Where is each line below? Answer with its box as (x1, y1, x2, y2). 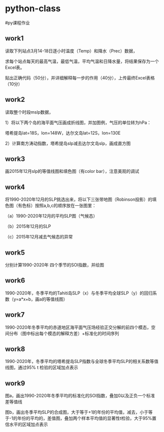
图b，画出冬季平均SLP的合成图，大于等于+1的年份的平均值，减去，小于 (5, 409, 149, 415)
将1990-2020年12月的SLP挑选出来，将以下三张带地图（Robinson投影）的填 (5, 196, 157, 202)
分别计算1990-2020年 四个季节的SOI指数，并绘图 (5, 262, 104, 267)
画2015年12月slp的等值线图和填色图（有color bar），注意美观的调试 (5, 168, 140, 174)
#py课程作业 (5, 20, 30, 25)
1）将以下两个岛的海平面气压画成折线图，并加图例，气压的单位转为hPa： (5, 120, 151, 125)
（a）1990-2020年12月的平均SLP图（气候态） (5, 213, 98, 219)
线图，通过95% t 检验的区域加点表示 (5, 364, 79, 370)
